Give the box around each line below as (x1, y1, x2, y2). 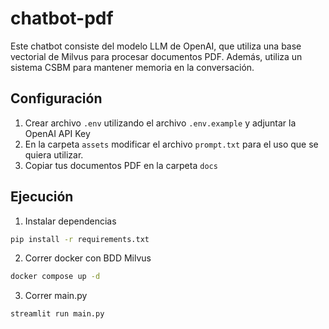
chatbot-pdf (10, 7, 114, 30)
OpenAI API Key (24, 127, 91, 139)
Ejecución (10, 188, 74, 206)
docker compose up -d (10, 272, 101, 282)
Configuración (10, 90, 103, 107)
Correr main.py (24, 290, 88, 302)
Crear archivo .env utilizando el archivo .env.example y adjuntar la (24, 117, 297, 129)
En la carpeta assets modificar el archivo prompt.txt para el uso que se (24, 138, 319, 150)
